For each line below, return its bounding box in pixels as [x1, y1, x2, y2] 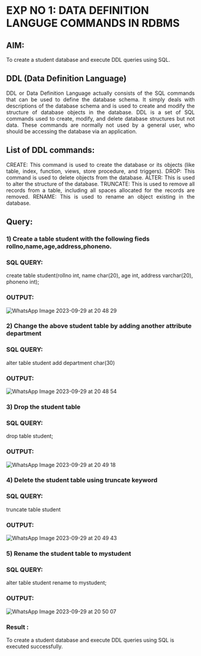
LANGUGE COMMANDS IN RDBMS [6, 16, 180, 30]
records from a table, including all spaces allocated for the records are [6, 187, 195, 194]
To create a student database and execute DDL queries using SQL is [6, 636, 175, 643]
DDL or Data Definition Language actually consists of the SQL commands [6, 89, 195, 97]
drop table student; [6, 433, 54, 440]
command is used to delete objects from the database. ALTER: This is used [6, 173, 195, 181]
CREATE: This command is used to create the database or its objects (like [6, 161, 195, 168]
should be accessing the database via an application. [6, 127, 138, 135]
